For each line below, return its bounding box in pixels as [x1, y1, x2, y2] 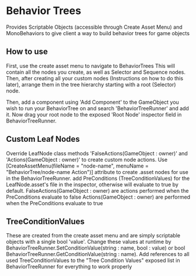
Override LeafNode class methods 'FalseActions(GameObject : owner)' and [6, 149, 188, 156]
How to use [6, 47, 48, 57]
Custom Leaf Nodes [6, 134, 80, 144]
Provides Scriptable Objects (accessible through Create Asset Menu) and [6, 23, 183, 30]
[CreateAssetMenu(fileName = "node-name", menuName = [6, 162, 149, 169]
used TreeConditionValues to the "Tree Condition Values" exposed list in [6, 257, 180, 264]
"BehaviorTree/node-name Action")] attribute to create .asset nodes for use [6, 168, 188, 175]
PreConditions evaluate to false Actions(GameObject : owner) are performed [6, 193, 191, 200]
